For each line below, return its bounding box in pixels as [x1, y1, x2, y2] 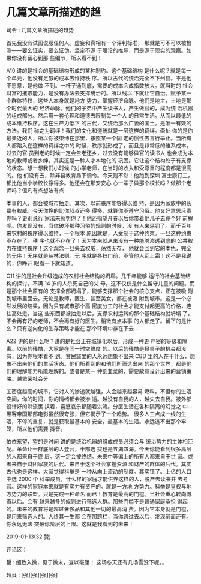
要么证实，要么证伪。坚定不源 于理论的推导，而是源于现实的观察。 [22, 46, 187, 54]
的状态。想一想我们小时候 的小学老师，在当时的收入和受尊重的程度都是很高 [6, 164, 192, 171]
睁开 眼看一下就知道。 [22, 259, 76, 267]
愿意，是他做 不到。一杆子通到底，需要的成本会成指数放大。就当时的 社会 [11, 82, 193, 89]
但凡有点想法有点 [22, 186, 64, 194]
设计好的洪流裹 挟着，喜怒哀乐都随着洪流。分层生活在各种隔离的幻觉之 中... [6, 402, 193, 410]
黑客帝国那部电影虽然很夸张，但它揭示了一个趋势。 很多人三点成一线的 [6, 410, 181, 417]
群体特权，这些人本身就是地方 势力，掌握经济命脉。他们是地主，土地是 [11, 97, 187, 104]
